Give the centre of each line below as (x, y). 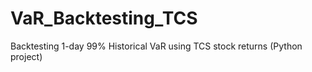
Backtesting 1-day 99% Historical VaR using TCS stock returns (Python (156, 46)
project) (26, 56)
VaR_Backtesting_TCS (104, 18)
